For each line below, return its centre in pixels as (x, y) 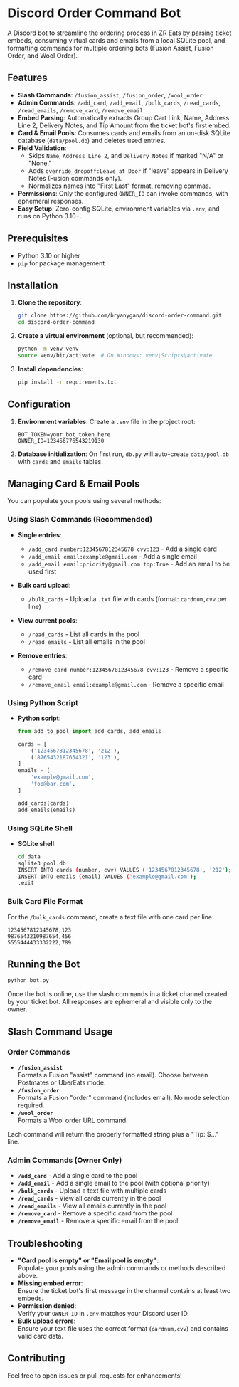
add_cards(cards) (43, 803)
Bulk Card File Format (45, 902)
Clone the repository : (50, 302)
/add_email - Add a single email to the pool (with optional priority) (113, 1183)
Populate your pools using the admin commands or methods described (122, 1268)
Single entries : (39, 534)
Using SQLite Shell (40, 828)
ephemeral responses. (51, 201)
